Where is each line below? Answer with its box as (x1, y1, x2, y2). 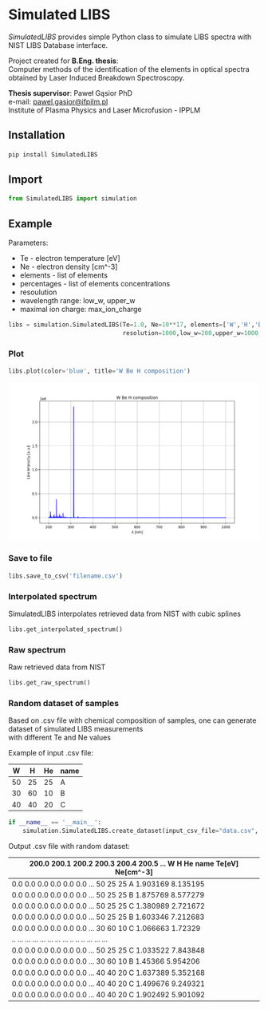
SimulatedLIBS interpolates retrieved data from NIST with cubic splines (8, 609, 242, 618)
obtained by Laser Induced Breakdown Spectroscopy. (8, 73, 185, 82)
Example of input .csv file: (8, 748, 94, 758)
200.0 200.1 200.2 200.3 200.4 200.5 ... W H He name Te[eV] (29, 859, 239, 869)
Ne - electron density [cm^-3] (19, 262, 118, 272)
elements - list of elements (19, 270, 108, 280)
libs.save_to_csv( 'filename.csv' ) (8, 572, 124, 580)
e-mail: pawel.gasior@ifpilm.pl (8, 97, 108, 106)
